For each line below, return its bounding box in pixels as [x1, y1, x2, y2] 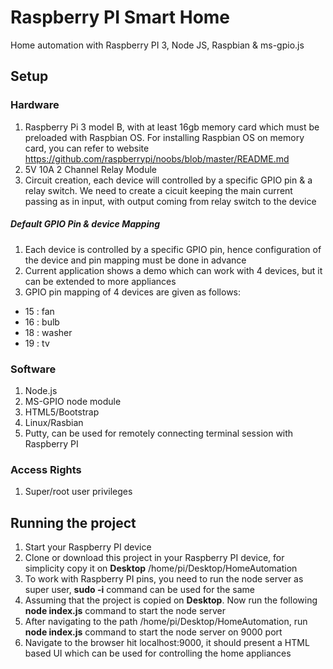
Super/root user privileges [24, 486, 133, 498]
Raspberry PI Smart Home [10, 6, 231, 29]
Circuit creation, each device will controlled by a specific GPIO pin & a [24, 174, 313, 186]
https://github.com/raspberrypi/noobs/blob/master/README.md [24, 152, 290, 165]
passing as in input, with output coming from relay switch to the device [24, 195, 317, 207]
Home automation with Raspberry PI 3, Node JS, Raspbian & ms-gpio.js [10, 39, 305, 51]
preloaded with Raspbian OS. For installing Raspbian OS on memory [24, 131, 305, 143]
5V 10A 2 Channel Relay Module [24, 163, 157, 175]
